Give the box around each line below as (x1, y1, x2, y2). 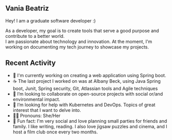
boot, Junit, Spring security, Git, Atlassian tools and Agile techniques (12, 85, 158, 91)
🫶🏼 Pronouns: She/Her (12, 112, 61, 119)
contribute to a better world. (5, 33, 65, 39)
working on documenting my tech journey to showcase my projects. (5, 43, 149, 50)
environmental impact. (12, 96, 61, 102)
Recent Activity (5, 59, 56, 67)
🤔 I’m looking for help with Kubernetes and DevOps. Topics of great (12, 102, 156, 108)
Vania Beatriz (5, 4, 49, 13)
